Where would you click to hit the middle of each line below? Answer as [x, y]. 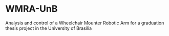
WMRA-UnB [31, 9]
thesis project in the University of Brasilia [49, 28]
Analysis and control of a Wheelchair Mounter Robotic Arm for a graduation [85, 23]
